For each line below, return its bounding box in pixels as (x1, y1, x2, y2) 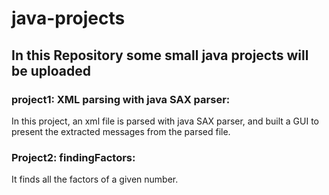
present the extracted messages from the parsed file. (11, 125, 231, 137)
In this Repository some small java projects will (11, 47, 309, 64)
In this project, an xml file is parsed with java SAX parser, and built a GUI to (11, 115, 320, 127)
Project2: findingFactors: (11, 150, 136, 164)
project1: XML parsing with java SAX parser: (11, 92, 231, 106)
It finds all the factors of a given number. (11, 173, 179, 186)
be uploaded (11, 62, 91, 79)
